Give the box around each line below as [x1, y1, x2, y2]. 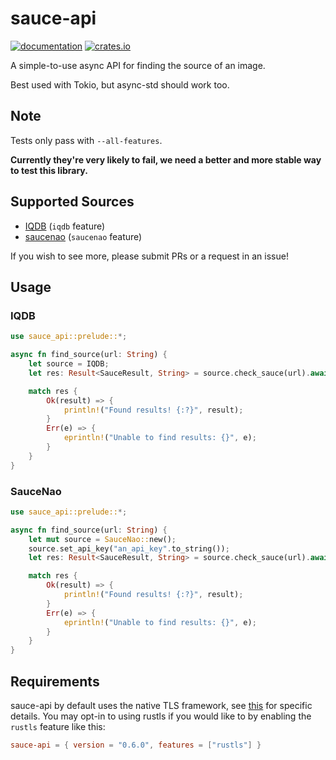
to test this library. [10, 164, 88, 176]
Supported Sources [10, 193, 135, 211]
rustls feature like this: [10, 720, 106, 732]
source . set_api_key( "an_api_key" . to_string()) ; [28, 543, 230, 554]
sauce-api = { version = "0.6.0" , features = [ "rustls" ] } [10, 740, 262, 750]
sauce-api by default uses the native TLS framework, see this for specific [10, 699, 313, 711]
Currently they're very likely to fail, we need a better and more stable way [10, 153, 322, 166]
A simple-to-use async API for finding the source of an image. [10, 59, 266, 71]
